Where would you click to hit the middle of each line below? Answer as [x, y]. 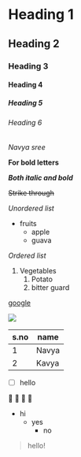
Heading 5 [26, 102]
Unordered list [31, 208]
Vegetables [38, 270]
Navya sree [27, 147]
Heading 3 [28, 66]
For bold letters [33, 162]
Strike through [31, 193]
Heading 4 [26, 85]
